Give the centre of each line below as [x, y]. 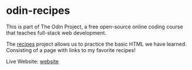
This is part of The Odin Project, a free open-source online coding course [95, 27]
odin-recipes [38, 11]
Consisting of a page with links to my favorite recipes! [71, 50]
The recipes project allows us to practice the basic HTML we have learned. [97, 44]
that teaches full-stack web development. [56, 32]
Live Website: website [32, 61]
